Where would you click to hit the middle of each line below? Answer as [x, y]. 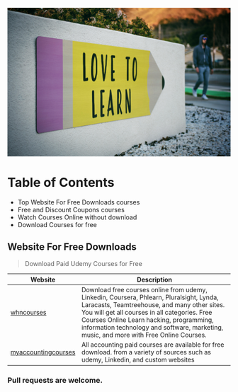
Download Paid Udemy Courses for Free [84, 264]
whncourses [28, 313]
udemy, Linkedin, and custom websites [138, 360]
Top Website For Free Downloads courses [79, 202]
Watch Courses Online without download [77, 217]
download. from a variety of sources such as [146, 352]
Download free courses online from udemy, [144, 290]
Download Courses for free [57, 224]
